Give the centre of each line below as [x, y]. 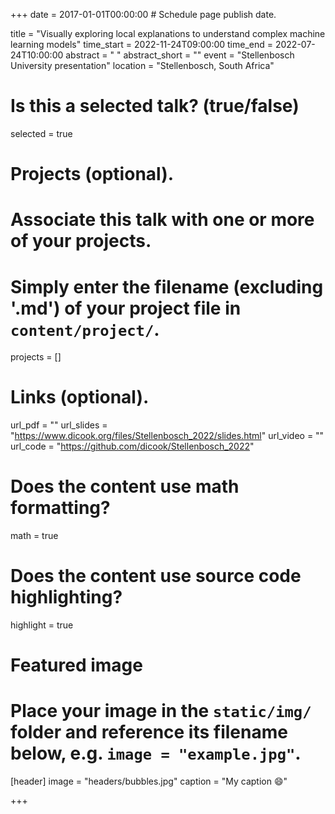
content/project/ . [85, 329]
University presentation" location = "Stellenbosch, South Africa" [142, 65]
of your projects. [81, 241]
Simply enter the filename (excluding [167, 286]
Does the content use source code [156, 576]
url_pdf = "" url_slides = [59, 425]
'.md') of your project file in [126, 308]
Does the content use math [125, 486]
